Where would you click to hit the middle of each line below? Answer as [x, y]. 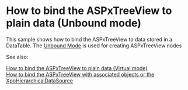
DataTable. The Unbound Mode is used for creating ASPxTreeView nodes [94, 46]
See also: [17, 57]
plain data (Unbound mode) [74, 23]
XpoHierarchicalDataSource [40, 81]
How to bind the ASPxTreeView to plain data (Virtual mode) [77, 68]
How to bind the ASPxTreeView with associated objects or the [80, 74]
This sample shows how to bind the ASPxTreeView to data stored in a [89, 39]
